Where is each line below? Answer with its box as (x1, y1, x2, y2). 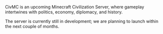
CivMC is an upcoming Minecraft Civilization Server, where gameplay (5, 4, 144, 10)
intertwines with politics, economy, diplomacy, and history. (5, 9, 123, 15)
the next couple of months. (5, 23, 60, 29)
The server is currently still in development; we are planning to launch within (5, 19, 159, 24)
